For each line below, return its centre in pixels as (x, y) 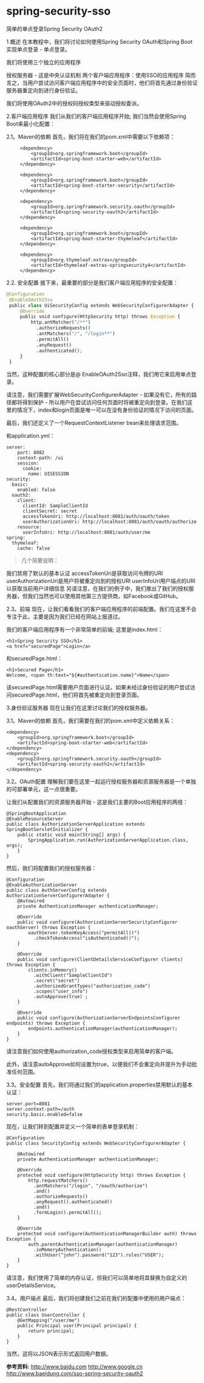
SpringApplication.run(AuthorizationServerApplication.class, (108, 840)
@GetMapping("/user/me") (49, 1320)
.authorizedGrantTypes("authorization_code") (92, 986)
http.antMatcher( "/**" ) (61, 322)
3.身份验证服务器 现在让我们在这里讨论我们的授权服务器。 (79, 708)
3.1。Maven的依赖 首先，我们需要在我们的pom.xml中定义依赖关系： (90, 721)
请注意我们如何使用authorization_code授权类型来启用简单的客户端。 (91, 1051)
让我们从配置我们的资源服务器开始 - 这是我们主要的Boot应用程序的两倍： (97, 802)
